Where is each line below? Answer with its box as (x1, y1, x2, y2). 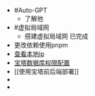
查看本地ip (13, 49, 44, 58)
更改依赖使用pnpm (13, 41, 68, 49)
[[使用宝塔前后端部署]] (13, 67, 80, 76)
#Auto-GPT (13, 6, 48, 14)
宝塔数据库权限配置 (13, 59, 70, 66)
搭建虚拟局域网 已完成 (24, 32, 89, 40)
